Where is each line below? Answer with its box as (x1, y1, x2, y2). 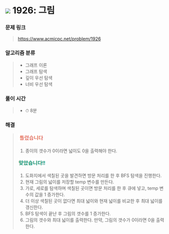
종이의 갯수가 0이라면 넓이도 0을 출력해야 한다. (25, 148, 117, 154)
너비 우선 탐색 (25, 81, 53, 87)
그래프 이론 (25, 62, 47, 68)
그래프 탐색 (25, 68, 47, 74)
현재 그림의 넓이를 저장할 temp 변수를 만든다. (25, 179, 114, 185)
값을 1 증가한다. (34, 191, 65, 198)
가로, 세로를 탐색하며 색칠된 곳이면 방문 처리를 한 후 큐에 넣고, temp (25, 185, 158, 191)
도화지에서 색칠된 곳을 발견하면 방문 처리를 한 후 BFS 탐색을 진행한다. (25, 173, 162, 179)
